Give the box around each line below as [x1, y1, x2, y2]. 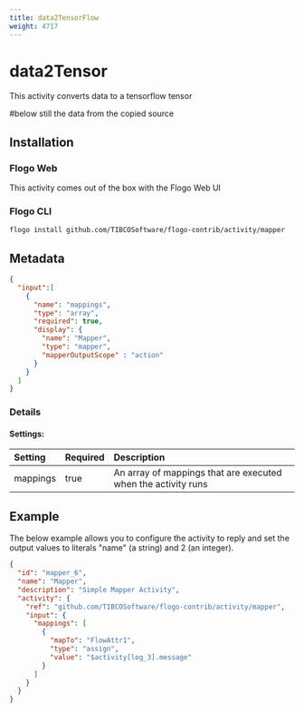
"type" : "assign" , [49, 645, 119, 654]
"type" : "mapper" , [42, 342, 111, 352]
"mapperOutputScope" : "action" [42, 350, 165, 359]
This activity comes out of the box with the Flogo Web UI [9, 182, 222, 193]
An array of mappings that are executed [113, 466, 282, 479]
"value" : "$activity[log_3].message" [49, 652, 193, 662]
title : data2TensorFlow [9, 13, 100, 23]
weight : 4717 [9, 22, 59, 31]
